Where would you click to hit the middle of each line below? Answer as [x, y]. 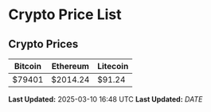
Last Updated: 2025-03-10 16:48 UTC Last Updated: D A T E [105, 99]
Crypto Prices [43, 44]
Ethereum [70, 66]
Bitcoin [28, 66]
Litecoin [113, 66]
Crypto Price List [65, 15]
